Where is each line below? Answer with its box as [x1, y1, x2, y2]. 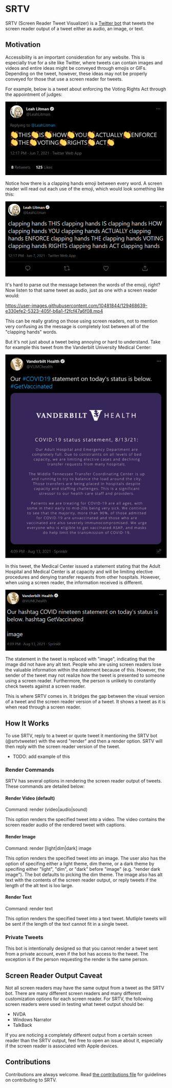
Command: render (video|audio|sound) [5, 807, 88, 813]
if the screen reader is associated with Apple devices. [5, 1043, 119, 1049]
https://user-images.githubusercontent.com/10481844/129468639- [5, 302, 148, 309]
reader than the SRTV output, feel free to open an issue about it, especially [5, 1037, 163, 1043]
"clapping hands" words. [5, 329, 58, 335]
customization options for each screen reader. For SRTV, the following [5, 996, 153, 1002]
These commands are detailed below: [5, 784, 85, 790]
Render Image [5, 834, 36, 840]
